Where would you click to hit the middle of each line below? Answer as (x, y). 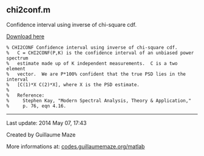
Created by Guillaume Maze (41, 134)
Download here (25, 36)
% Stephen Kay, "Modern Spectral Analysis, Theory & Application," (99, 100)
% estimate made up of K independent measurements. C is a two (92, 63)
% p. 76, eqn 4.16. (36, 106)
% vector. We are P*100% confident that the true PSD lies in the (96, 74)
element (16, 69)
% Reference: (25, 95)
